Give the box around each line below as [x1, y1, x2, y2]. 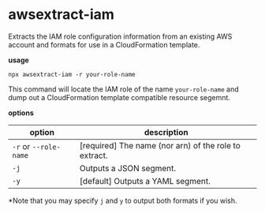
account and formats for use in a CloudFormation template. [8, 39, 200, 49]
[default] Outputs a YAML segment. [79, 175, 211, 186]
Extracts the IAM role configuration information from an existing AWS [8, 32, 233, 41]
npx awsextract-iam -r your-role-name [8, 70, 136, 78]
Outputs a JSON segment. [79, 163, 177, 174]
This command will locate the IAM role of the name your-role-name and [8, 84, 239, 94]
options [8, 108, 34, 118]
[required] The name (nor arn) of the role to [79, 140, 241, 151]
